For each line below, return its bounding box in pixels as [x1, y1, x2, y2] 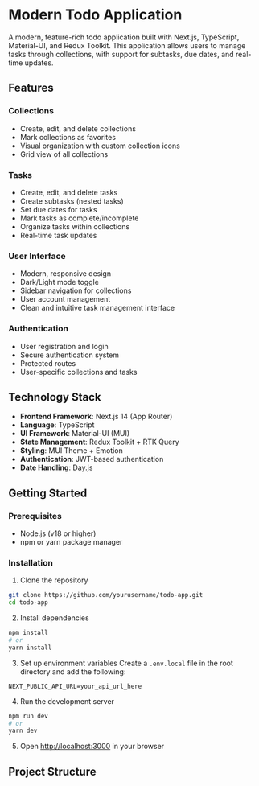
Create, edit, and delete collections [19, 123, 137, 134]
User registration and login [19, 341, 109, 351]
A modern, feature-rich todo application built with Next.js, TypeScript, [8, 32, 240, 42]
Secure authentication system [19, 350, 119, 360]
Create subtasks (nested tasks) [19, 195, 125, 206]
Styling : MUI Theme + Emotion [19, 446, 123, 455]
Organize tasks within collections [19, 221, 130, 231]
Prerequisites [8, 510, 62, 521]
